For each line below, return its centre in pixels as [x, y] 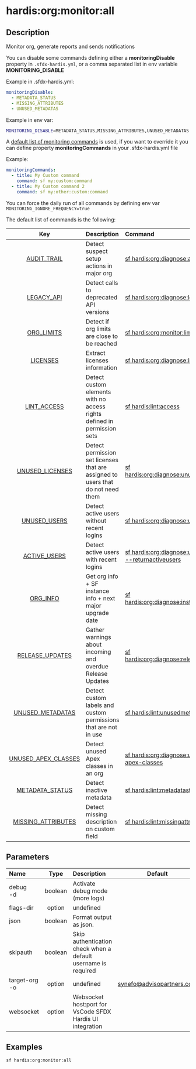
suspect [97, 251]
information [101, 367]
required [84, 971]
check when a [92, 948]
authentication [92, 941]
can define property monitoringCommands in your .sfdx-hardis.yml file [92, 148]
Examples [24, 1047]
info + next [100, 598]
